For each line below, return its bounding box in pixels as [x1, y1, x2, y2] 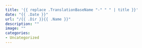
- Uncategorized [5, 35, 39, 40]
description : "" [5, 21, 39, 26]
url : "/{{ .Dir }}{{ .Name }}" [5, 16, 71, 21]
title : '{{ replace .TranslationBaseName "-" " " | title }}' [5, 7, 138, 12]
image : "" [5, 26, 26, 31]
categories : [5, 30, 30, 35]
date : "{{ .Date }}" [5, 12, 49, 17]
